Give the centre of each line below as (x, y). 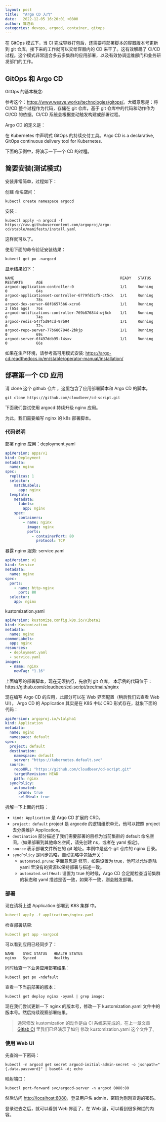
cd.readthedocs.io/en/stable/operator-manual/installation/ (64, 358)
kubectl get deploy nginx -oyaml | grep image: (55, 997)
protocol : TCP (51, 541)
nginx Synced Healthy (37, 958)
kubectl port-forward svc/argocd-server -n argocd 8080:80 (67, 1088)
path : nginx (26, 778)
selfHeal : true (34, 797)
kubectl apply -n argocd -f (34, 220)
